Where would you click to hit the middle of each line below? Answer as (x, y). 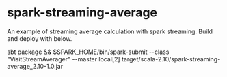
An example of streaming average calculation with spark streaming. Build (110, 31)
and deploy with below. (40, 38)
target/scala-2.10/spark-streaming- (171, 59)
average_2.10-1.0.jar (35, 66)
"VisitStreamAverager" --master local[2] (64, 59)
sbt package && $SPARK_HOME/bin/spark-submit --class (88, 52)
